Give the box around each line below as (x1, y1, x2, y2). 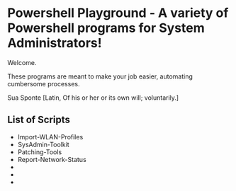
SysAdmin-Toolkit (17, 140, 69, 149)
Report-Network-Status (17, 155, 86, 163)
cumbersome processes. (7, 79, 80, 88)
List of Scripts (7, 114, 71, 126)
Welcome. (7, 58, 37, 66)
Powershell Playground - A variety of (7, 5, 229, 21)
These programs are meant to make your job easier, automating (7, 72, 193, 81)
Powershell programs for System (7, 20, 206, 36)
